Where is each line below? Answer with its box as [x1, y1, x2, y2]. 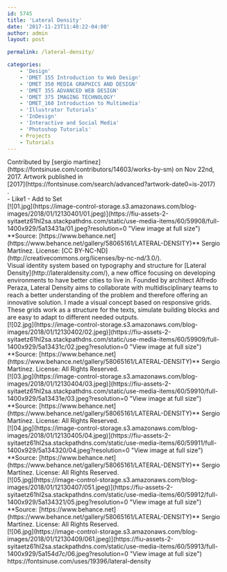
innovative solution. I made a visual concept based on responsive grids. [7, 299, 212, 307]
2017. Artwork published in [7, 173, 83, 181]
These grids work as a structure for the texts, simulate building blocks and [7, 305, 220, 314]
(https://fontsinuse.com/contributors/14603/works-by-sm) [7, 165, 174, 174]
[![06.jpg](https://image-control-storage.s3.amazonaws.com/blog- [7, 527, 198, 536]
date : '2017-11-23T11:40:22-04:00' [7, 23, 110, 30]
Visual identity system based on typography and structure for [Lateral [7, 262, 207, 270]
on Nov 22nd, [175, 165, 215, 174]
